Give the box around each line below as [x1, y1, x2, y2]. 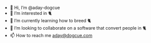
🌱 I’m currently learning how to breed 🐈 [9, 18, 91, 23]
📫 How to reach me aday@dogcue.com [9, 33, 93, 38]
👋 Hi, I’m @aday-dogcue [9, 5, 60, 10]
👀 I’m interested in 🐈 [9, 10, 52, 16]
